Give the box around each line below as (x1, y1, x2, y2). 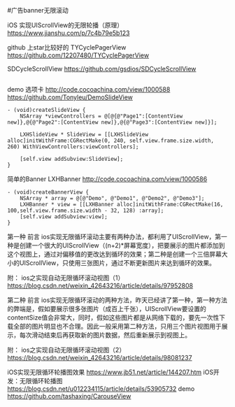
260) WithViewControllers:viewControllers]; (7, 143, 139, 150)
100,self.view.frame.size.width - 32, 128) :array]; (7, 207, 164, 214)
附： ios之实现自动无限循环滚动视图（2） (7, 345, 126, 354)
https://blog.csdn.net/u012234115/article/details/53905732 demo (7, 385, 195, 393)
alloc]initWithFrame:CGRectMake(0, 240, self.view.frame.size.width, (7, 137, 215, 144)
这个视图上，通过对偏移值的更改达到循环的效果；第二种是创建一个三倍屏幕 (7, 250, 222, 258)
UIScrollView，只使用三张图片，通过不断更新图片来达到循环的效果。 (19, 259, 215, 267)
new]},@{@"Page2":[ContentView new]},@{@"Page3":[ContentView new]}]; (7, 119, 218, 126)
